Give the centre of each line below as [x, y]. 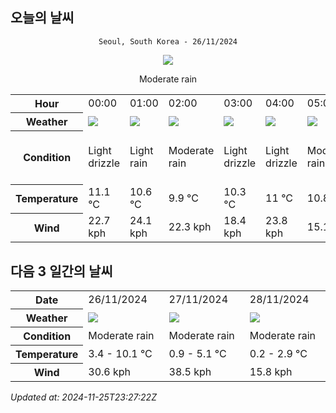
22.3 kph [190, 227]
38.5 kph [190, 371]
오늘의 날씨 [42, 18]
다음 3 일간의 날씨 [61, 271]
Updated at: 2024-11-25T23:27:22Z [83, 397]
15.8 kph [271, 371]
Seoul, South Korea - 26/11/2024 [168, 41]
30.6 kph [110, 371]
